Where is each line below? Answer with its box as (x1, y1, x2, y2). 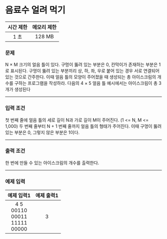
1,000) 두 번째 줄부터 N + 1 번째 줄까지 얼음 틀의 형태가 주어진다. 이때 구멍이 (5, 123, 153, 129)
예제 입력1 (7, 192, 31, 199)
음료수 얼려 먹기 (5, 4, 66, 16)
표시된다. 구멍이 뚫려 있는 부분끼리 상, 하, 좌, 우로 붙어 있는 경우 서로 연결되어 (10, 68, 160, 74)
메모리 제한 (32, 23, 57, 30)
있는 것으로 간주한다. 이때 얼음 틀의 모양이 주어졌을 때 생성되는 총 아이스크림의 (5, 74, 157, 80)
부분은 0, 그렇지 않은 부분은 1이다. (14, 129, 80, 135)
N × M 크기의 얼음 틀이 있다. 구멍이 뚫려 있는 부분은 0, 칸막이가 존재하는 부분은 (5, 61, 158, 67)
